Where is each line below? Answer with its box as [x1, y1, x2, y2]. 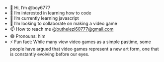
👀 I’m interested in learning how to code [9, 10, 92, 16]
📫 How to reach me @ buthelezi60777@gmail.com [9, 26, 114, 32]
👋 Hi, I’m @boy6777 [9, 5, 51, 10]
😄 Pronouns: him [9, 33, 46, 39]
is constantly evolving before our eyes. [9, 51, 89, 57]
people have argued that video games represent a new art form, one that [9, 46, 159, 52]
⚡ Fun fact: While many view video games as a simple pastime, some [9, 39, 152, 45]
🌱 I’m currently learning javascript [9, 15, 79, 21]
